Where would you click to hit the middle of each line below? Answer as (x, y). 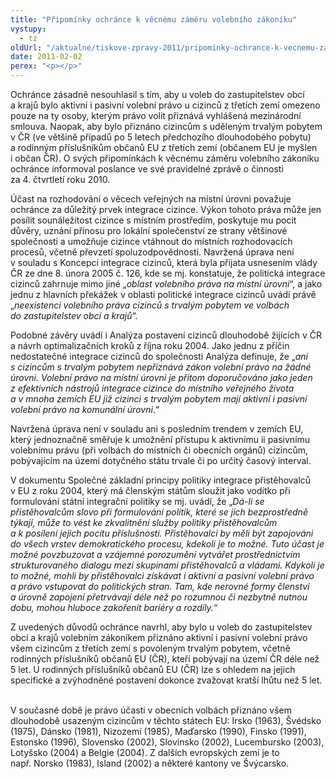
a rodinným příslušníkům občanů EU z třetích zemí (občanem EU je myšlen (164, 147)
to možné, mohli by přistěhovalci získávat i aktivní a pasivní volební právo (162, 575)
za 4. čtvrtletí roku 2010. (60, 179)
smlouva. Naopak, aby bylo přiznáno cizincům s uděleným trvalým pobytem (166, 126)
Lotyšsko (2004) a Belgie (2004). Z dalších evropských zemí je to (145, 752)
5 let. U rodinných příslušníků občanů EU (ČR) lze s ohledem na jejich (153, 669)
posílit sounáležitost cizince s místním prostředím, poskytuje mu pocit (153, 220)
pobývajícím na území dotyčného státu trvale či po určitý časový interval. (161, 460)
